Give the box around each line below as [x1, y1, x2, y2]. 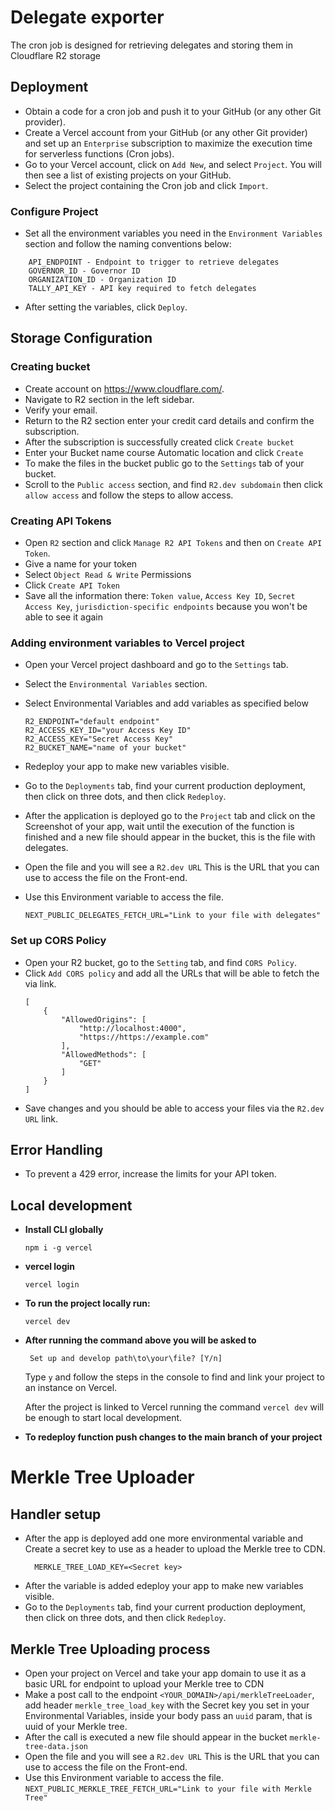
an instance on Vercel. [24, 1382, 118, 1394]
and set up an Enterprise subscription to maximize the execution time [24, 137, 313, 149]
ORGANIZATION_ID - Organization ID [28, 275, 177, 285]
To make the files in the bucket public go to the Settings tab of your [24, 457, 305, 469]
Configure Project [10, 204, 99, 218]
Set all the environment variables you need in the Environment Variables [24, 227, 323, 240]
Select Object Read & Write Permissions [24, 569, 192, 581]
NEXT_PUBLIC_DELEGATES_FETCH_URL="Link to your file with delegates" [24, 911, 322, 921]
